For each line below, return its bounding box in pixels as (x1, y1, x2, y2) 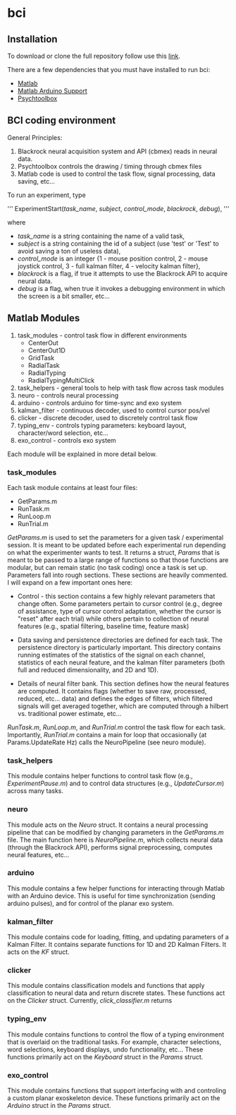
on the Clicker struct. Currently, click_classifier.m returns (7, 996, 173, 1005)
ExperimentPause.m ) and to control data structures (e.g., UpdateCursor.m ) (7, 779, 225, 788)
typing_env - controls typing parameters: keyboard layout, (17, 421, 187, 429)
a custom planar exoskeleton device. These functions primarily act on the (7, 1094, 221, 1102)
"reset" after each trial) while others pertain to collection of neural (17, 614, 209, 623)
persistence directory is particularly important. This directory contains (17, 643, 221, 651)
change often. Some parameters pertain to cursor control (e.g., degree (17, 599, 223, 608)
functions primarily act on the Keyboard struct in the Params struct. (7, 1052, 204, 1061)
